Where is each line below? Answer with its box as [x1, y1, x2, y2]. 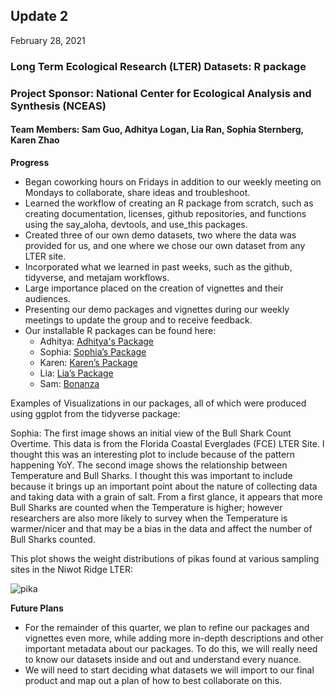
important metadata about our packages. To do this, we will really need [24, 642, 318, 654]
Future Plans [10, 602, 64, 614]
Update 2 [10, 8, 69, 25]
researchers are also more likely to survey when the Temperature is [10, 512, 288, 524]
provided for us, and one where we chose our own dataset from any [24, 239, 306, 251]
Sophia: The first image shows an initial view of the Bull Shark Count [10, 427, 292, 439]
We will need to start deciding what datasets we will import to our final [24, 664, 315, 676]
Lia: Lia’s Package [39, 367, 114, 379]
